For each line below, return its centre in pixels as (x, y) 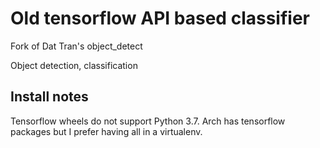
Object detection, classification (74, 65)
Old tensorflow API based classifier (160, 18)
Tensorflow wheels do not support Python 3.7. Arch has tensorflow (148, 121)
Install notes (49, 97)
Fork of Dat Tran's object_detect (76, 46)
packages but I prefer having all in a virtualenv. (106, 131)
